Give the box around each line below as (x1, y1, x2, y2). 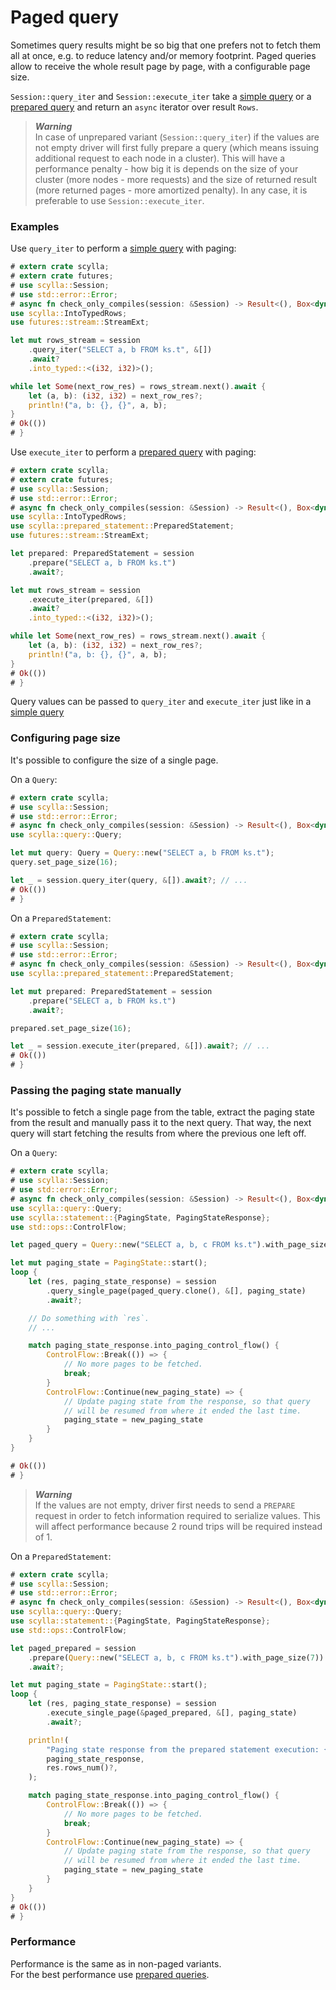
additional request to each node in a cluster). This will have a (34, 152, 286, 164)
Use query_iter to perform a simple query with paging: (10, 242, 237, 255)
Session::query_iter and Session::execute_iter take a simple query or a (10, 90, 312, 102)
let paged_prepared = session (10, 1643, 137, 1653)
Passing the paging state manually (10, 1083, 182, 1097)
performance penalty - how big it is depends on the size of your (34, 162, 299, 175)
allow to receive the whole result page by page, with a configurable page (10, 60, 311, 72)
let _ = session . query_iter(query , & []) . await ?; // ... (10, 875, 248, 885)
